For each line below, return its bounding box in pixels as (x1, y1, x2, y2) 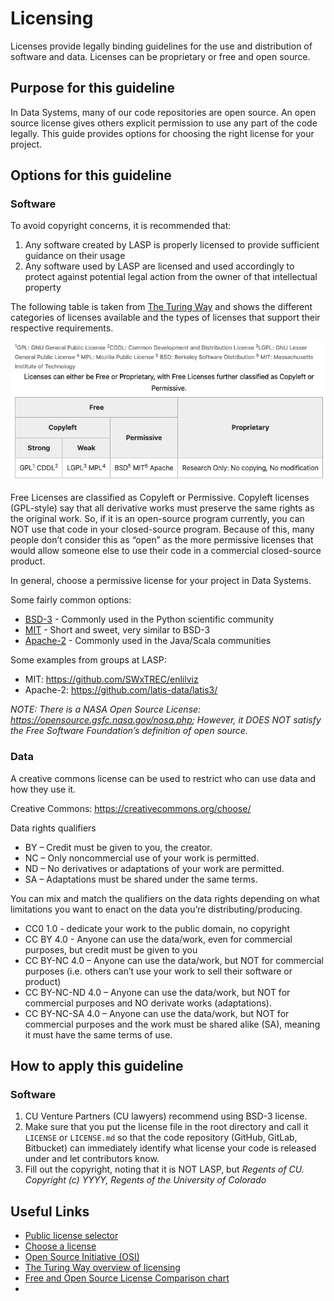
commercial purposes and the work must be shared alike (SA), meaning (24, 1018, 321, 1030)
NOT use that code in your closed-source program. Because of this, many (10, 523, 315, 536)
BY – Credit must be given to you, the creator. (24, 841, 213, 853)
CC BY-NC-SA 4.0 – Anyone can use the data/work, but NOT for (24, 1007, 290, 1019)
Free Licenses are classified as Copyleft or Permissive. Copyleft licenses (10, 492, 310, 504)
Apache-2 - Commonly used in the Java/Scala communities (24, 635, 272, 647)
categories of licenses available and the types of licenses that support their (10, 312, 321, 324)
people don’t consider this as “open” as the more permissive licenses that (10, 534, 314, 546)
